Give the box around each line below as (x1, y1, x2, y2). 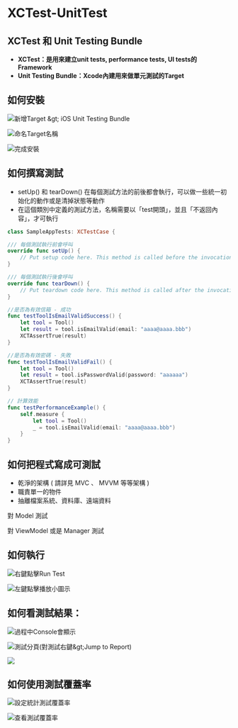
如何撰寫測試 (7, 167, 64, 179)
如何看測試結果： (7, 607, 82, 620)
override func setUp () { (7, 247, 81, 254)
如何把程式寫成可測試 (7, 459, 101, 471)
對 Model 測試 (7, 511, 48, 520)
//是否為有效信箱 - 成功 (7, 306, 71, 313)
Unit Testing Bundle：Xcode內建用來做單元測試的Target (17, 72, 184, 79)
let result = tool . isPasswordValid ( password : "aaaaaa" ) (20, 371, 189, 379)
